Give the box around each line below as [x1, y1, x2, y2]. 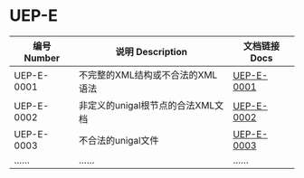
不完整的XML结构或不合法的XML [78, 69, 218, 81]
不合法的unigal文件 [78, 134, 160, 146]
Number [24, 52, 61, 64]
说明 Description [115, 45, 188, 58]
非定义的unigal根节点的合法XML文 [78, 98, 224, 111]
